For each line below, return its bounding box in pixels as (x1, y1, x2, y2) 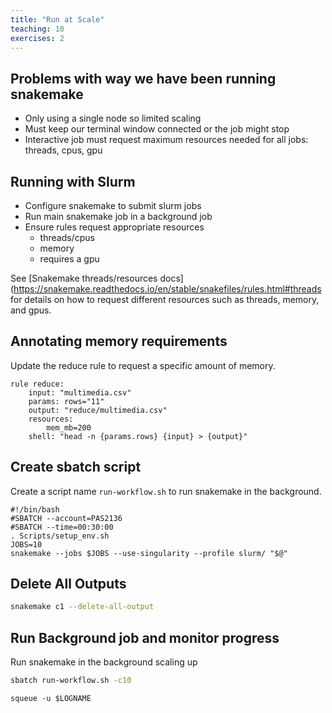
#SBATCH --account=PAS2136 (10, 513, 123, 523)
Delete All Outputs (10, 576, 127, 593)
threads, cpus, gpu (24, 144, 103, 156)
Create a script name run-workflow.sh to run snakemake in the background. (10, 485, 322, 497)
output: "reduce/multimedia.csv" (28, 405, 168, 415)
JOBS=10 (10, 539, 43, 550)
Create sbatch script (10, 459, 142, 476)
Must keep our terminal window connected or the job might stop (24, 123, 290, 135)
